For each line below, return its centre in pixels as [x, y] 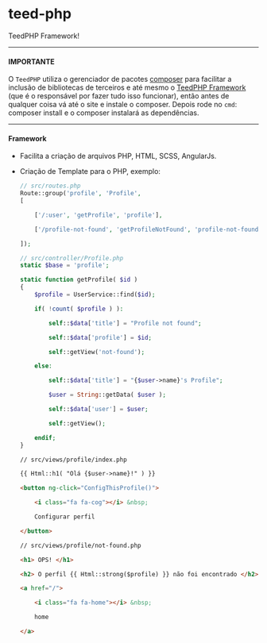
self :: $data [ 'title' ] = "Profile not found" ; [126, 323]
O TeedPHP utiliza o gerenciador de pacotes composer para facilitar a [120, 79]
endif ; [45, 437]
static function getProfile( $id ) [79, 280]
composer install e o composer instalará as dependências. [104, 113]
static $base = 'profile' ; [64, 266]
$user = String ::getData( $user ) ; [108, 395]
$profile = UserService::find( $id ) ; [95, 295]
